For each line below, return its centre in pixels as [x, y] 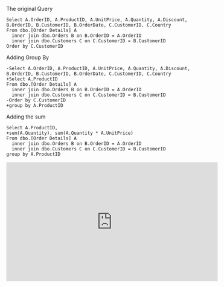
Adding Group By [28, 57]
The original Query [30, 9]
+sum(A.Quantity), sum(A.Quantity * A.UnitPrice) [70, 133]
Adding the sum [26, 117]
